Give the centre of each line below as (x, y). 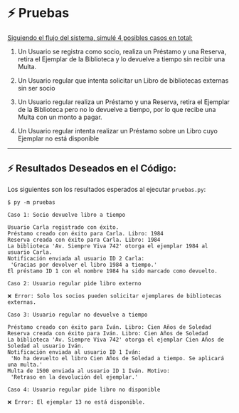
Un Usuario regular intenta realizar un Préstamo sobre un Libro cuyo (118, 131)
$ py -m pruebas (31, 202)
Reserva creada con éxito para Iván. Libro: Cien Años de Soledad (108, 333)
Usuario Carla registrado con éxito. (63, 227)
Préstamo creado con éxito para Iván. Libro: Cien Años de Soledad (110, 327)
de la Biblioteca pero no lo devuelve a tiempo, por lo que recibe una (117, 109)
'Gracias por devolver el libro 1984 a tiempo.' (84, 265)
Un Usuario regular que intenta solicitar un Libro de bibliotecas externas (123, 80)
